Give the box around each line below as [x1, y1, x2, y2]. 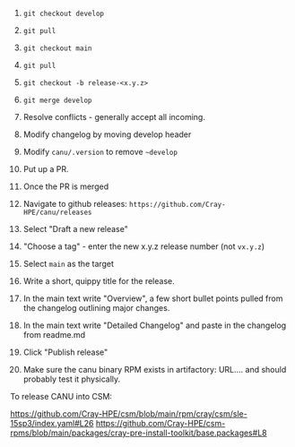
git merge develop [22, 96, 92, 105]
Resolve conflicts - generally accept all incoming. [22, 112, 205, 122]
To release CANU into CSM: [10, 391, 113, 401]
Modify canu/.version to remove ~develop [22, 147, 178, 157]
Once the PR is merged [22, 181, 109, 192]
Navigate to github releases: [22, 199, 128, 209]
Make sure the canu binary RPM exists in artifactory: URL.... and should [22, 365, 287, 374]
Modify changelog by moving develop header [22, 129, 192, 140]
